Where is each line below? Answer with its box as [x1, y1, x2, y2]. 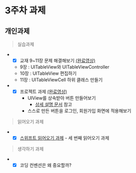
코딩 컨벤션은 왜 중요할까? [19, 162, 72, 168]
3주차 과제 [5, 5, 46, 16]
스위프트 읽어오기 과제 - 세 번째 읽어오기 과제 [19, 135, 109, 141]
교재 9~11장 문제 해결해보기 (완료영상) [19, 57, 96, 63]
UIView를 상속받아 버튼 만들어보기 [27, 95, 96, 101]
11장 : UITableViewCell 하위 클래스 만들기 [19, 77, 103, 83]
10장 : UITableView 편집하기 [19, 70, 77, 77]
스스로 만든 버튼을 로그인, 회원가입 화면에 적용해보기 [27, 108, 131, 114]
